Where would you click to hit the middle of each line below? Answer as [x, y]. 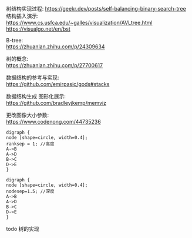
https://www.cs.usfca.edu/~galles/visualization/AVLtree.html [79, 23]
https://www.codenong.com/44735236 [53, 122]
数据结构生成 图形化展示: [36, 96]
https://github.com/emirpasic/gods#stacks [58, 84]
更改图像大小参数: [28, 115]
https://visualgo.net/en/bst [38, 29]
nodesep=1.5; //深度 [30, 191]
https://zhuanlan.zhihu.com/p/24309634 [55, 47]
